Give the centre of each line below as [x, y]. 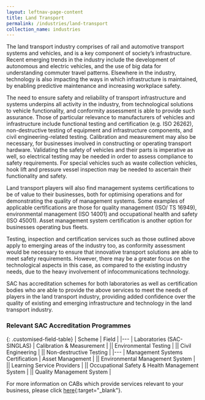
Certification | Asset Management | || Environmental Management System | [101, 359]
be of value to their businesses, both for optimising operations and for [94, 195]
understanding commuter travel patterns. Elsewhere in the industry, [91, 73]
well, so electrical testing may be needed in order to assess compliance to [100, 157]
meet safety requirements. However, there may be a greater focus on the [98, 259]
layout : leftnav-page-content [45, 12]
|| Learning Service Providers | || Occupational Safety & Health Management [102, 365]
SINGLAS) [19, 345]
